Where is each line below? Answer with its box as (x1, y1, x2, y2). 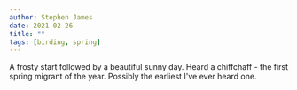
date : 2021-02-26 (9, 21, 74, 30)
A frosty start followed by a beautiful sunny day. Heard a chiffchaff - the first (9, 62, 289, 72)
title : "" (9, 29, 46, 38)
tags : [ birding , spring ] (9, 37, 101, 47)
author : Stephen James (9, 12, 93, 22)
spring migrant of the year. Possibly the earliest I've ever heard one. (9, 71, 257, 82)
